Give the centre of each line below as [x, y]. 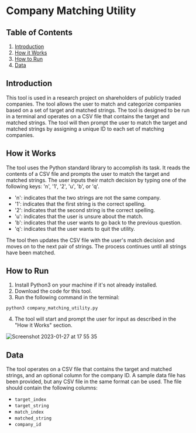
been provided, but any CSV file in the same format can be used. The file [94, 381]
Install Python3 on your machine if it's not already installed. [86, 285]
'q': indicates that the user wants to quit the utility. [75, 229]
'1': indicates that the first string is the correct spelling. [80, 204]
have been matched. [31, 253]
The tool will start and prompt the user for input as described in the [95, 319]
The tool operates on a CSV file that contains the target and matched [89, 369]
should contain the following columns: [52, 388]
